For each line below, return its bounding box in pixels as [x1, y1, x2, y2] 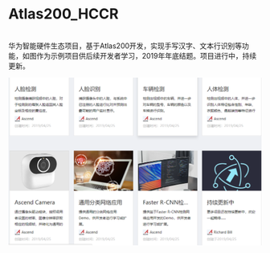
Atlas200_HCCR [8, 5, 119, 23]
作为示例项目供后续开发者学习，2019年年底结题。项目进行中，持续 [35, 51, 257, 60]
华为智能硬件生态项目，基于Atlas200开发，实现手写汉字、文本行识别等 [8, 41, 243, 51]
